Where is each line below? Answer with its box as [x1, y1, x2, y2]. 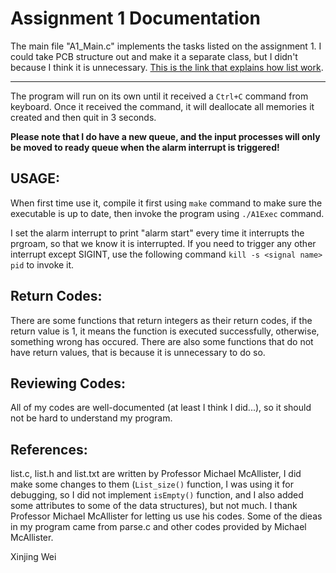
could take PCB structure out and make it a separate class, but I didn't [10, 50, 298, 62]
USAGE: [10, 170, 61, 187]
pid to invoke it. [10, 258, 75, 271]
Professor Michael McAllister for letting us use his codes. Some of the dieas [10, 510, 323, 522]
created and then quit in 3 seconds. [10, 111, 157, 123]
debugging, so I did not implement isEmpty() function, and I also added [10, 489, 304, 501]
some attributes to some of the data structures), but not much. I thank [10, 500, 298, 512]
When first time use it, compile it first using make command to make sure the [10, 197, 323, 209]
